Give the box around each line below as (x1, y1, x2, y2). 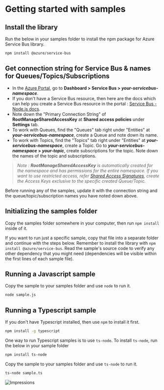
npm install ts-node (5, 352, 47, 357)
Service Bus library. (5, 41, 45, 47)
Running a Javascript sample (5, 270, 95, 278)
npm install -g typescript (5, 329, 60, 334)
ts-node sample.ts (5, 370, 43, 375)
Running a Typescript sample (5, 306, 96, 314)
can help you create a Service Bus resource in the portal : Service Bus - (12, 101, 157, 107)
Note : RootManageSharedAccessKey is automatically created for (17, 162, 153, 168)
